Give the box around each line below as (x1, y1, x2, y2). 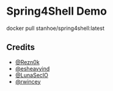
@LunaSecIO (15, 71, 49, 79)
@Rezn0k (15, 58, 40, 65)
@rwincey (15, 78, 41, 85)
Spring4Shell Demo (6, 4, 108, 18)
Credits (6, 42, 35, 53)
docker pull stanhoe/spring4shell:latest (6, 24, 105, 32)
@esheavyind (15, 65, 50, 72)
